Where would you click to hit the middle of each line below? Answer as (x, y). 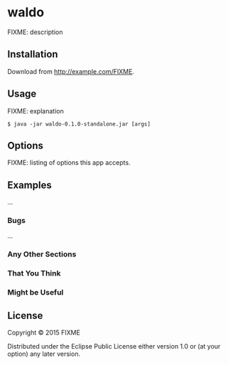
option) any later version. (44, 354)
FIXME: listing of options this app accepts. (69, 163)
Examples (29, 185)
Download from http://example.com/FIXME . (71, 71)
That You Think (34, 273)
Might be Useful (36, 293)
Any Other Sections (42, 254)
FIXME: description (35, 32)
